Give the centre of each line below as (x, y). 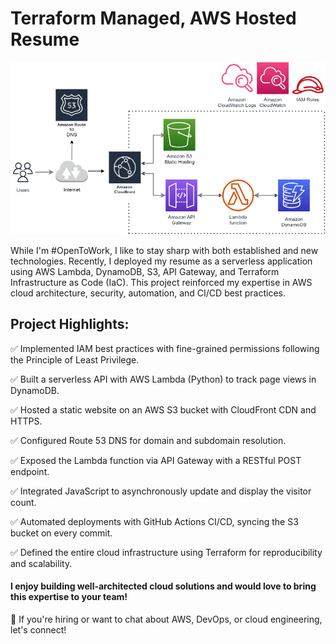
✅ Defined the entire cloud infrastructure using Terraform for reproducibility (166, 552)
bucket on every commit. (61, 533)
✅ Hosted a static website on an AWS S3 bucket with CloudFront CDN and (163, 409)
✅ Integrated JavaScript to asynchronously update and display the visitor (161, 491)
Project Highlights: (70, 324)
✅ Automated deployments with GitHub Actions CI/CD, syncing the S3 (154, 521)
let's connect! (38, 629)
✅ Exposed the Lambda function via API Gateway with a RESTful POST (156, 460)
